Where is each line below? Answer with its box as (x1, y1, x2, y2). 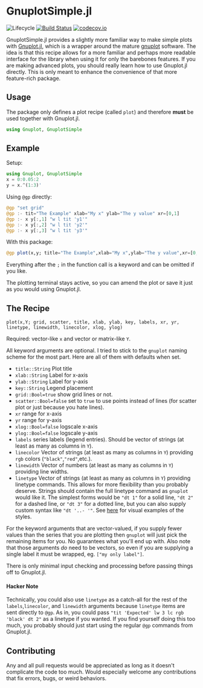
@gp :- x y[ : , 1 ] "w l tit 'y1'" (6, 216, 88, 222)
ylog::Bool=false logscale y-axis (14, 429, 98, 437)
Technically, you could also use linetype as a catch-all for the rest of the (6, 596, 187, 603)
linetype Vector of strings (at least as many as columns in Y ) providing (14, 474, 191, 482)
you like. (6, 268, 27, 275)
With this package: (6, 238, 53, 246)
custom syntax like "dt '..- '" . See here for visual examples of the (14, 507, 184, 514)
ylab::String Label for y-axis (14, 378, 88, 385)
